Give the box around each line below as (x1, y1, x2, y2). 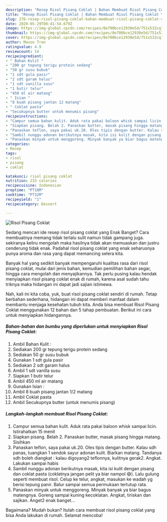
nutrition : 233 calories (5, 178, 57, 183)
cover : (5, 35, 19, 40)
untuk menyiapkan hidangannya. (5, 312, 72, 318)
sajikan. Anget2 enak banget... (12, 498, 75, 504)
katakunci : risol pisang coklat (5, 174, 72, 179)
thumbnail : (5, 30, 28, 35)
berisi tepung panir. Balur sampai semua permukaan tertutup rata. (12, 482, 148, 488)
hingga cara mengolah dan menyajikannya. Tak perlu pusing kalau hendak (5, 270, 157, 276)
